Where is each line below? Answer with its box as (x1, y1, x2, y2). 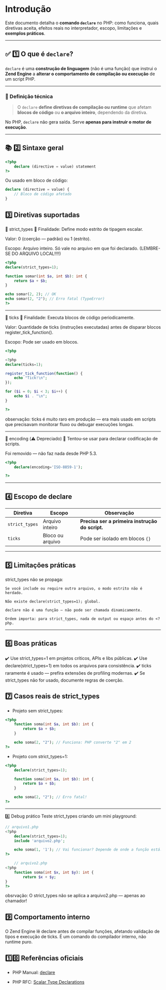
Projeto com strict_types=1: (12, 753, 68, 759)
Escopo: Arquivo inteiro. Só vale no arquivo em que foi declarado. (5, 245, 139, 251)
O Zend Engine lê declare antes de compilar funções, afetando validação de (5, 928, 160, 935)
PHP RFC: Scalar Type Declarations (12, 979, 85, 985)
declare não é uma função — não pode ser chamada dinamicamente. (5, 607, 142, 612)
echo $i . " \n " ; (14, 394, 48, 399)
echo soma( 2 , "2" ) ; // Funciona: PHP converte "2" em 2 (14, 740, 132, 745)
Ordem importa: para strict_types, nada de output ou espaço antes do (5, 616, 154, 621)
